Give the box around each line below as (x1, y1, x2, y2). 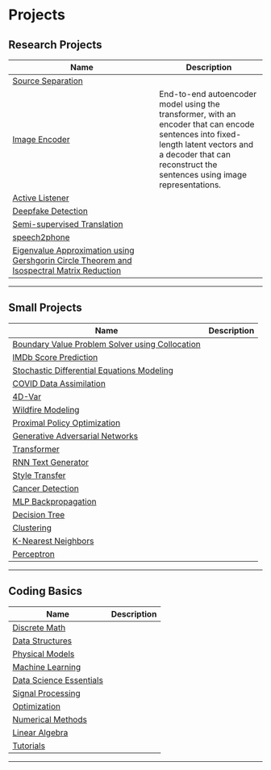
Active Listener (12, 192, 70, 203)
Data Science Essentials (12, 674, 103, 685)
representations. (159, 179, 222, 190)
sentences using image (159, 169, 248, 180)
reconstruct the (159, 159, 218, 170)
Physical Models (12, 648, 75, 659)
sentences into (159, 129, 215, 140)
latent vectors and (185, 139, 254, 150)
